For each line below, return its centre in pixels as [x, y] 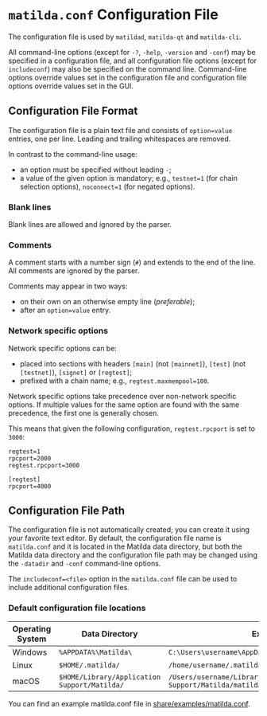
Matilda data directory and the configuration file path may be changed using [133, 555]
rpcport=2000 [30, 458]
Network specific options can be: [63, 348]
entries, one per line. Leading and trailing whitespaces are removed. [120, 139]
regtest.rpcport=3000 [44, 465]
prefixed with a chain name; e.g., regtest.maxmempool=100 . [114, 381]
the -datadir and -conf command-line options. [85, 564]
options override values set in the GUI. [71, 86]
